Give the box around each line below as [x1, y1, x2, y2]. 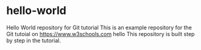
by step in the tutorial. [6, 37, 61, 44]
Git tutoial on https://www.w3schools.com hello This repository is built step [6, 30, 195, 37]
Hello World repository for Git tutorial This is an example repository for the [6, 24, 192, 31]
